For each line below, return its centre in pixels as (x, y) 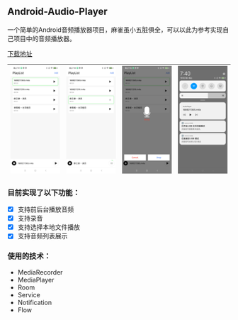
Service (29, 294)
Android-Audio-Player (57, 12)
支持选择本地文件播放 (49, 227)
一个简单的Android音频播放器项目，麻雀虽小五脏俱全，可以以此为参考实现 (115, 29)
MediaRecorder (40, 272)
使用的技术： (29, 256)
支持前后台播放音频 (46, 209)
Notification (34, 302)
